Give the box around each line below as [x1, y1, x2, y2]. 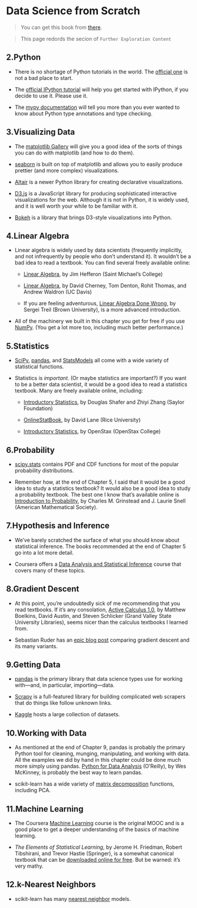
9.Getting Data [6, 660, 61, 670]
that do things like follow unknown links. [14, 700, 112, 707]
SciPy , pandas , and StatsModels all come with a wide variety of [14, 357, 169, 364]
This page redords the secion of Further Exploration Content [20, 35, 172, 42]
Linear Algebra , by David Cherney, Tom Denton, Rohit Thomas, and [23, 282, 187, 289]
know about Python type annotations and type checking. [14, 110, 153, 117]
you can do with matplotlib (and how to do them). [14, 149, 134, 156]
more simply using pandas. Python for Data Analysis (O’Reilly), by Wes [14, 762, 186, 770]
